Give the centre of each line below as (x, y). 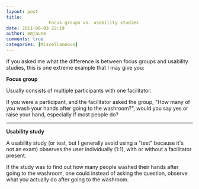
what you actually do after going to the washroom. (68, 179)
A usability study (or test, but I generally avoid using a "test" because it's (95, 143)
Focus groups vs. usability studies (94, 22)
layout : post (22, 12)
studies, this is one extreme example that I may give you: (76, 67)
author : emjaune (26, 34)
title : (14, 17)
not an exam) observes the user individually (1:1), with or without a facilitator (99, 149)
